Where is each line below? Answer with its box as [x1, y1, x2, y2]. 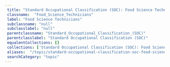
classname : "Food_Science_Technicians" [7, 12, 94, 17]
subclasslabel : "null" [7, 26, 55, 31]
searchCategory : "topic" [7, 54, 59, 59]
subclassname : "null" [7, 21, 53, 27]
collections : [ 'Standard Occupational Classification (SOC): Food [7, 45, 151, 50]
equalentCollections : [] [7, 40, 59, 45]
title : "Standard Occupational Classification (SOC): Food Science [7, 7, 153, 13]
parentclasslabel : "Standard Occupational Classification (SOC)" [7, 36, 148, 41]
